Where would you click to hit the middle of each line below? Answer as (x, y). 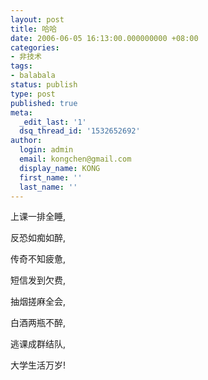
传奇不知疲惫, (38, 259)
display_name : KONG (60, 168)
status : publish (44, 85)
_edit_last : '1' (53, 122)
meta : (21, 112)
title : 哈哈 (33, 29)
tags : (21, 66)
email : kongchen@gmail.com (75, 159)
